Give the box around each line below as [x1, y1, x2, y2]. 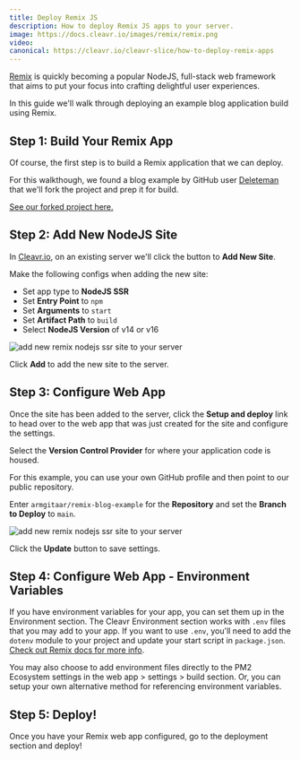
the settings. [9, 427, 56, 438]
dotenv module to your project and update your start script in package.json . [9, 635, 286, 646]
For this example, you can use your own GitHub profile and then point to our [9, 471, 289, 482]
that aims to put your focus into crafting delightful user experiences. [9, 81, 260, 91]
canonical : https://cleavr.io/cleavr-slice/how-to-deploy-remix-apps [9, 47, 275, 56]
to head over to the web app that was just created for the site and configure [9, 418, 288, 428]
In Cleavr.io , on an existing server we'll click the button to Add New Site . [9, 251, 276, 262]
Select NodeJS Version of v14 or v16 [21, 324, 159, 334]
